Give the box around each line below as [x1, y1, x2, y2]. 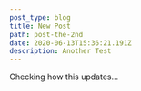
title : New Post [9, 22, 71, 31]
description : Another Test [9, 47, 112, 56]
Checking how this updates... [9, 71, 119, 82]
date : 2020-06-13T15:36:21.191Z [9, 38, 132, 48]
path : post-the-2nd [9, 30, 84, 39]
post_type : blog [9, 13, 71, 23]
